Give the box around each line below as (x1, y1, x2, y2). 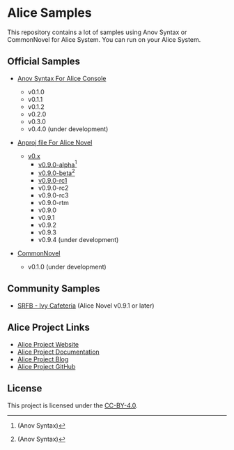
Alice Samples (7, 5, 92, 21)
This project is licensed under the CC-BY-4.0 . (7, 401, 138, 410)
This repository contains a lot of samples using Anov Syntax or (7, 28, 187, 36)
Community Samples (7, 283, 100, 294)
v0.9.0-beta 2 (38, 167, 75, 177)
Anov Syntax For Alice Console (17, 74, 107, 82)
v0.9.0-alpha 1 (38, 159, 77, 169)
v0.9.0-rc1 (38, 177, 68, 185)
